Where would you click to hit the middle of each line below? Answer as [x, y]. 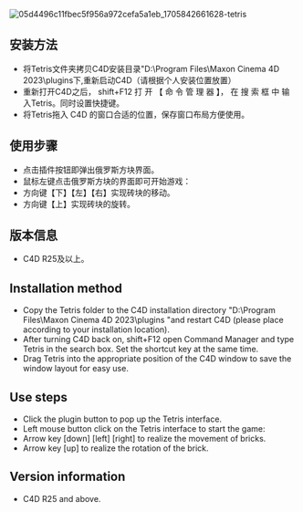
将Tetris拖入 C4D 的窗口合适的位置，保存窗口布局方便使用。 [136, 114]
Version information [68, 477]
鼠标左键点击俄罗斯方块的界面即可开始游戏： [107, 181]
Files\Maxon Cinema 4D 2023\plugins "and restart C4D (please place [153, 320]
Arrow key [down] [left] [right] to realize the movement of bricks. [144, 439]
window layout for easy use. [76, 369]
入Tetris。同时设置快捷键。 [73, 103]
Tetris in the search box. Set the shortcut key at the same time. [141, 349]
